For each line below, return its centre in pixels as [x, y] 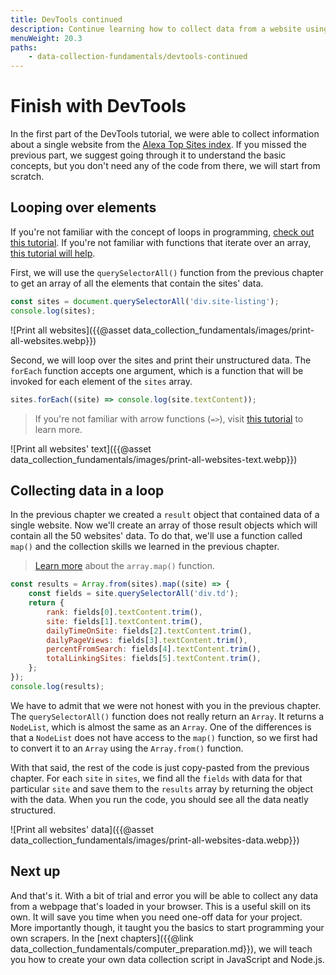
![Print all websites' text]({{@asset [81, 448]
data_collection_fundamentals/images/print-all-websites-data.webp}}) [155, 840]
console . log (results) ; [57, 686]
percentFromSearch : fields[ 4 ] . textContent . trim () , [154, 649]
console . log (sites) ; [53, 311]
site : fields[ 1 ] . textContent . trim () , [124, 621]
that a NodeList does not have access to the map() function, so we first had [164, 737]
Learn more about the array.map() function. [125, 566]
